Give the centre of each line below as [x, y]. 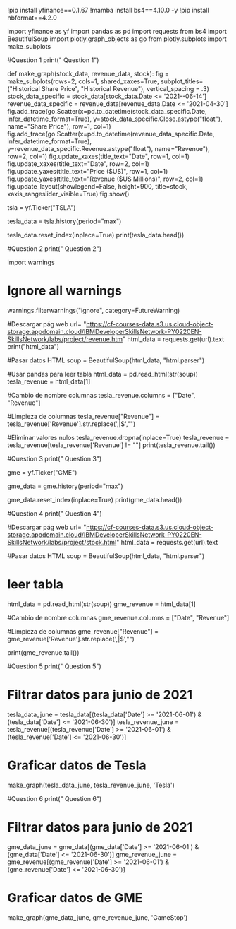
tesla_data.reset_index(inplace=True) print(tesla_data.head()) [96, 235]
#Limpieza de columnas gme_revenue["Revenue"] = [83, 631]
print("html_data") [33, 346]
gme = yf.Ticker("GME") [42, 472]
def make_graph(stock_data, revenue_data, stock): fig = [88, 74]
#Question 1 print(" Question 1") [53, 60]
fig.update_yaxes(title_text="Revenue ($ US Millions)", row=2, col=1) [105, 179]
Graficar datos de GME [75, 898]
